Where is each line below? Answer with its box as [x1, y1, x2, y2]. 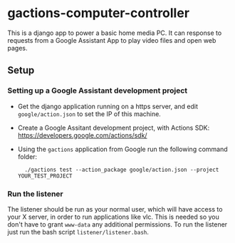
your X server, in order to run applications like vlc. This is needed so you [7, 212, 219, 221]
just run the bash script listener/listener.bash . [7, 227, 150, 236]
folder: [17, 152, 38, 161]
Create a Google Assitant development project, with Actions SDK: [17, 123, 210, 132]
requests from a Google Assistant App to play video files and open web [7, 36, 216, 44]
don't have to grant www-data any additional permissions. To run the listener [7, 219, 228, 229]
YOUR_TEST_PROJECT [17, 172, 73, 180]
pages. [7, 43, 28, 52]
